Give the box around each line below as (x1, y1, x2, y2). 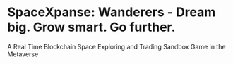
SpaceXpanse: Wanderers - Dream (7, 4, 216, 20)
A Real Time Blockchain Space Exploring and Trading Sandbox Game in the (7, 42, 226, 51)
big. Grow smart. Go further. (7, 19, 176, 35)
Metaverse (7, 50, 39, 58)
